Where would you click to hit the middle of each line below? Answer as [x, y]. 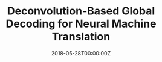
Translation [81, 37]
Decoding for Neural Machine [81, 24]
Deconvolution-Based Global [81, 11]
